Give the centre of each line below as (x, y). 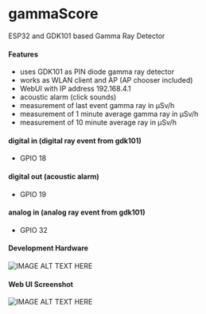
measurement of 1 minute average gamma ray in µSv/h (109, 114)
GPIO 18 (33, 158)
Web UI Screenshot (41, 284)
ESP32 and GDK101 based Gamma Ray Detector (87, 36)
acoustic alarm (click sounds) (68, 97)
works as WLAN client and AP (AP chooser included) (106, 80)
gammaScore (53, 14)
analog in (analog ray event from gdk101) (77, 212)
